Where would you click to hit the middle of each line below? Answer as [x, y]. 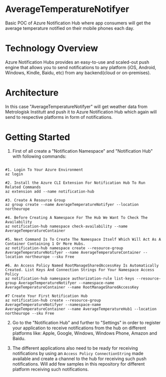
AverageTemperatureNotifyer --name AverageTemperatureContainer [73, 252]
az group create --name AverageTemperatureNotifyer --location [72, 204]
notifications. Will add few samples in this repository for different [79, 364]
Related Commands [23, 187]
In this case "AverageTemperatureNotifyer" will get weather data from [76, 106]
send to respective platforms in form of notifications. [59, 117]
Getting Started [38, 137]
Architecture [32, 93]
